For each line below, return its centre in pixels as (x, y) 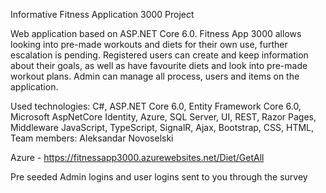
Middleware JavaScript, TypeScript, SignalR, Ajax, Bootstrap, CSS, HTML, (162, 127)
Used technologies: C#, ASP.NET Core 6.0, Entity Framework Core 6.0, (156, 106)
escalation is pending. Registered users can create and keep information (159, 55)
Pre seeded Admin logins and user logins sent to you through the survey (159, 177)
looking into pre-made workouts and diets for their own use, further (149, 44)
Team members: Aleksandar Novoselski (92, 138)
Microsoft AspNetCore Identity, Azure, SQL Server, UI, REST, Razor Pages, (163, 117)
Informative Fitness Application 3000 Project (102, 14)
